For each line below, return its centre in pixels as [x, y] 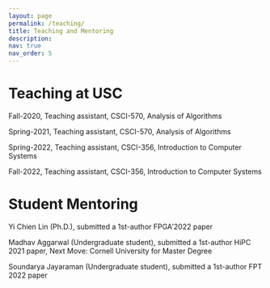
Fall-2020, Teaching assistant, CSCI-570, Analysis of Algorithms [115, 116]
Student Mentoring [74, 204]
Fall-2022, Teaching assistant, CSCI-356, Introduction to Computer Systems [135, 172]
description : [30, 38]
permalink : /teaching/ [46, 23]
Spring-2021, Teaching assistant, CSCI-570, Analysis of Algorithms [120, 131]
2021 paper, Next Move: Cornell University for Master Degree [110, 251]
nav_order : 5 [30, 53]
